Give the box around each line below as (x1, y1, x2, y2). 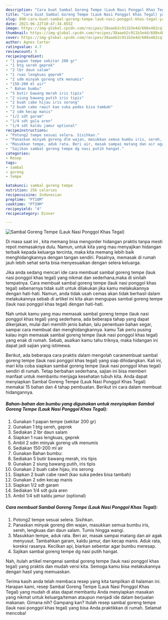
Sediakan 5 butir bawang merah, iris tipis (12, 456, 97, 462)
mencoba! (5, 610, 26, 616)
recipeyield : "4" (5, 206, 42, 211)
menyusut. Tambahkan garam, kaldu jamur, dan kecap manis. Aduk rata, (12, 538, 162, 544)
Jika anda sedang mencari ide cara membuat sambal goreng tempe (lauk (5, 270, 156, 276)
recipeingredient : (5, 53, 44, 59)
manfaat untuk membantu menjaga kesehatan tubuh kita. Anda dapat (5, 373, 148, 379)
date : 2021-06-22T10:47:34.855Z (5, 21, 73, 26)
